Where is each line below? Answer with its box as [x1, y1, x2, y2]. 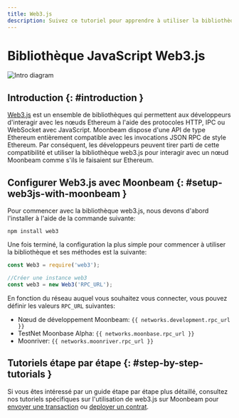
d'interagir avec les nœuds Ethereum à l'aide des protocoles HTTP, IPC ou [7, 118, 225, 127]
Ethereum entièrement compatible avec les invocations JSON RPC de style [7, 133, 226, 142]
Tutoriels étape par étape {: [7, 357, 132, 370]
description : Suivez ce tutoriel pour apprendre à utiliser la [7, 17, 199, 24]
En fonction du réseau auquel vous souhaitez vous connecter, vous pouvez [7, 294, 228, 302]
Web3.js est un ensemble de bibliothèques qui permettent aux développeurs [7, 111, 231, 119]
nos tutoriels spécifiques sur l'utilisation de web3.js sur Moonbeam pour [7, 395, 219, 403]
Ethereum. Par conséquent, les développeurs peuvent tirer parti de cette [7, 141, 220, 149]
